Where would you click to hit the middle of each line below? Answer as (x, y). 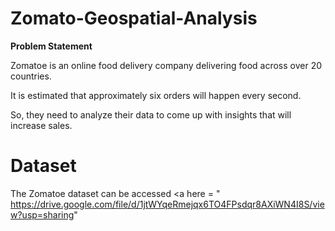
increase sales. (41, 125)
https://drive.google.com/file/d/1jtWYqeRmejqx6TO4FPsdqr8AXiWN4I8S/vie (167, 204)
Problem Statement (51, 46)
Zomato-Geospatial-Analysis (134, 18)
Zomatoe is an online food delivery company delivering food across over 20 (166, 65)
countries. (31, 76)
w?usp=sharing (42, 214)
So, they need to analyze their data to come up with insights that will (151, 114)
